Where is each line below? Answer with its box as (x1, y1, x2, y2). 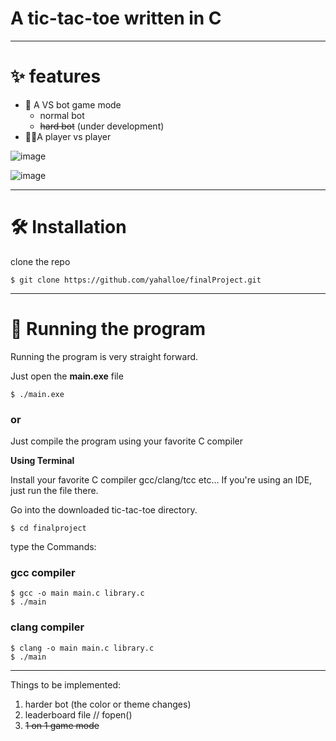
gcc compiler (10, 565, 76, 579)
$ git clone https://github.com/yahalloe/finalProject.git (10, 275, 262, 285)
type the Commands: (10, 541, 97, 553)
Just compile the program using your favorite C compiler (10, 435, 244, 447)
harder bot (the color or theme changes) (24, 698, 192, 710)
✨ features (10, 65, 102, 88)
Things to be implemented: (10, 678, 122, 691)
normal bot (39, 109, 85, 121)
